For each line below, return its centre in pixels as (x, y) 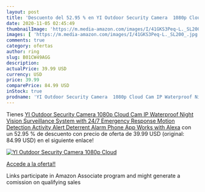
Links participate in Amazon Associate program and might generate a (93, 176)
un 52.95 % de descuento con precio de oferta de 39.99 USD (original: (95, 133)
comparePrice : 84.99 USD (38, 86)
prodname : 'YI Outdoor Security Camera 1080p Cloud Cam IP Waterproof (99, 97)
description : (23, 63)
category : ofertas (30, 46)
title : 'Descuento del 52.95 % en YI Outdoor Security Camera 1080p (97, 18)
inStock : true (24, 91)
